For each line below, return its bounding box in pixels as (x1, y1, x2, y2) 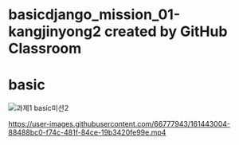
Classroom (8, 40, 82, 57)
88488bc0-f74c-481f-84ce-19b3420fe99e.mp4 (8, 127, 167, 137)
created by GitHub (104, 22, 228, 41)
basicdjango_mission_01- (8, 6, 181, 24)
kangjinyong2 (8, 22, 102, 41)
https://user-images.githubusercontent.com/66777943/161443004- (8, 120, 231, 129)
